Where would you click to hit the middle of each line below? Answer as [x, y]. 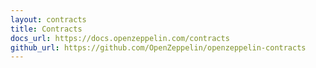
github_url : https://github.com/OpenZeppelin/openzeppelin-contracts [158, 47]
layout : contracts [48, 19]
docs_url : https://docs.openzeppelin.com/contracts [120, 38]
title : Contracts [46, 29]
